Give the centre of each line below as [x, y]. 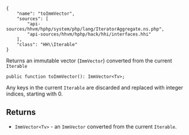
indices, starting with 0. [34, 94]
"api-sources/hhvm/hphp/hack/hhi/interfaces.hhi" [89, 34]
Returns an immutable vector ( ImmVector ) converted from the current [89, 61]
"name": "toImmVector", [46, 14]
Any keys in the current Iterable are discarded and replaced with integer [95, 88]
